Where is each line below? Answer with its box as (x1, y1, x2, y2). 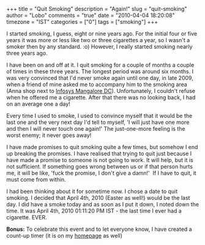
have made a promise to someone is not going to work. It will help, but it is (6, 156, 194, 164)
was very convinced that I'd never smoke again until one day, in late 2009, (6, 75, 194, 81)
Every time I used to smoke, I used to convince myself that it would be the (6, 112, 193, 119)
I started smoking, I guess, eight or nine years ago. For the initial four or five (6, 30, 198, 37)
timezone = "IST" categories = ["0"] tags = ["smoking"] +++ (6, 18, 158, 25)
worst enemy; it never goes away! (6, 131, 92, 139)
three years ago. (6, 49, 48, 57)
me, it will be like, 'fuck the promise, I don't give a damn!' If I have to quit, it (6, 169, 197, 177)
